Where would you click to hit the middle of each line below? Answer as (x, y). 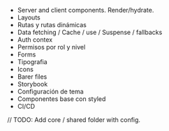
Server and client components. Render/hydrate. (86, 10)
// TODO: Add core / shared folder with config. (74, 120)
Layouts (29, 17)
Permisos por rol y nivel (51, 47)
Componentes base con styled (61, 99)
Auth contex (35, 40)
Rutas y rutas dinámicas (52, 25)
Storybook (32, 84)
